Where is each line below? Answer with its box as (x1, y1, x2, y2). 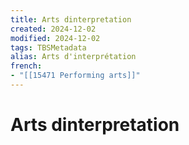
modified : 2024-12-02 (10, 33, 101, 43)
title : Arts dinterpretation (10, 14, 132, 25)
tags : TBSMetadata (10, 42, 87, 53)
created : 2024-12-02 (10, 24, 97, 34)
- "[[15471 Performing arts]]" (10, 71, 141, 81)
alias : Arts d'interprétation (10, 52, 137, 62)
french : (10, 61, 43, 71)
